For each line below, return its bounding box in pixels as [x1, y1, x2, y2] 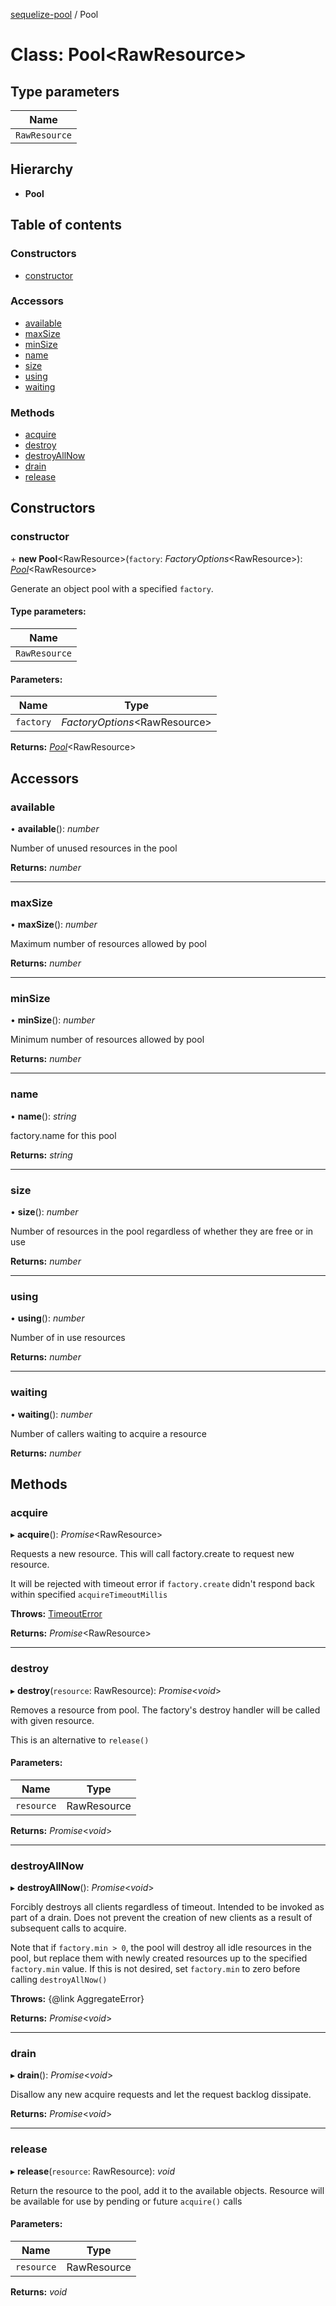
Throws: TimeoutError [10, 1608, 103, 1620]
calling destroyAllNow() [10, 1974, 108, 1986]
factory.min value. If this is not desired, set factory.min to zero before [10, 1963, 301, 1975]
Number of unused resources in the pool [10, 842, 178, 854]
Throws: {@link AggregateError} [10, 1993, 145, 2005]
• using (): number [10, 1312, 85, 1324]
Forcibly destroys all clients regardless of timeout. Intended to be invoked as [10, 1901, 325, 1913]
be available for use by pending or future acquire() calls [10, 2195, 243, 2207]
